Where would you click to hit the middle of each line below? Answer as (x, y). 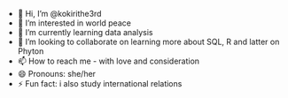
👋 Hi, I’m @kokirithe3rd (59, 14)
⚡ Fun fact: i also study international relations (100, 83)
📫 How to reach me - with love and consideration (109, 61)
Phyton (31, 51)
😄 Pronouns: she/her (56, 74)
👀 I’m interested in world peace (74, 23)
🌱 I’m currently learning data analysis (85, 32)
